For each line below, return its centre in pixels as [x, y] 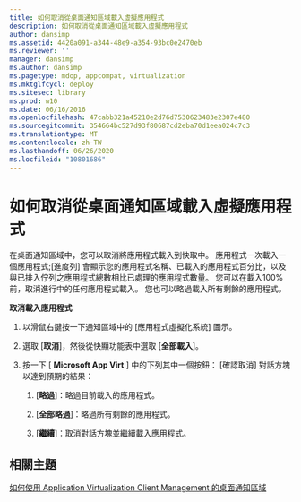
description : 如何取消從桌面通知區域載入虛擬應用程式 [99, 26]
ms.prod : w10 [34, 101]
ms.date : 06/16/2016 [48, 109]
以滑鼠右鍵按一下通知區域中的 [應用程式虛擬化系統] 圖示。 [129, 327]
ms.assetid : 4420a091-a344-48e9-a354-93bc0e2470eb [106, 43]
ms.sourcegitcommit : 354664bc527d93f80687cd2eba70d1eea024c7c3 [130, 126]
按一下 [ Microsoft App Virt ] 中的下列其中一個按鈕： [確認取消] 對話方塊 [156, 365]
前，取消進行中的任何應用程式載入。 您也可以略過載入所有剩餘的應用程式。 [148, 289]
